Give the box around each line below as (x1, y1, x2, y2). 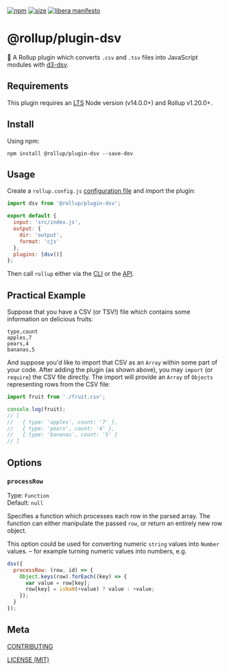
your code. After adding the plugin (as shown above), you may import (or (7, 366, 213, 374)
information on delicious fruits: (7, 315, 94, 323)
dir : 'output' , (19, 231, 63, 238)
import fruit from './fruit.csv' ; (7, 393, 106, 401)
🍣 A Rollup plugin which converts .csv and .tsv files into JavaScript (7, 53, 198, 61)
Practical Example (7, 289, 86, 301)
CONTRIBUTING (7, 642, 53, 650)
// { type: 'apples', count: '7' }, (7, 419, 118, 426)
